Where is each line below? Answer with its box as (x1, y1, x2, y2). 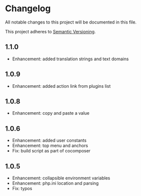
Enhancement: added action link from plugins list (12, 83, 111, 89)
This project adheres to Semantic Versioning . (5, 28, 96, 34)
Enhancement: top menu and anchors (12, 143, 88, 148)
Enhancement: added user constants (12, 138, 87, 144)
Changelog (5, 3, 51, 14)
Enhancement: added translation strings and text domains (12, 56, 129, 62)
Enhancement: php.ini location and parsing (12, 180, 99, 186)
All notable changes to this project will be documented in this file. (5, 19, 137, 25)
